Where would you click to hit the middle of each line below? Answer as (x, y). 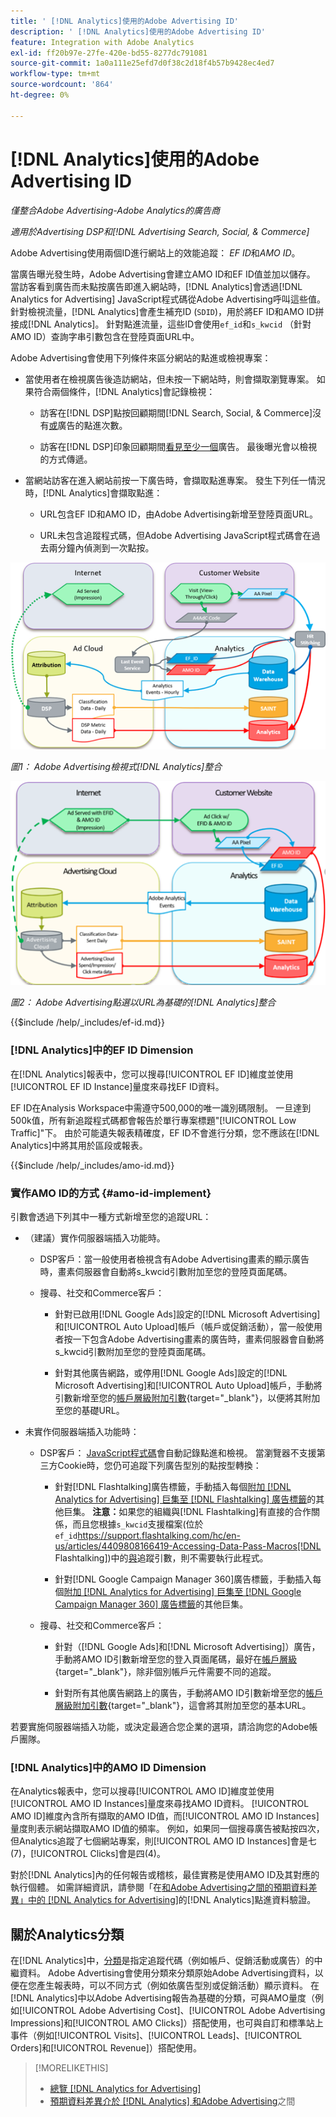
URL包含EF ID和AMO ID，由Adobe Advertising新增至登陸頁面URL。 (179, 514)
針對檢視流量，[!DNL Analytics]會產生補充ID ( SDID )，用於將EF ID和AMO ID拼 (167, 311)
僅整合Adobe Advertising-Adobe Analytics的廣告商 (115, 210)
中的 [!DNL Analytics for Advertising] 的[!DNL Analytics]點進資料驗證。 (172, 1900)
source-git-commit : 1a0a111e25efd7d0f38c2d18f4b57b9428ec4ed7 (142, 63)
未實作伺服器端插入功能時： (82, 1432)
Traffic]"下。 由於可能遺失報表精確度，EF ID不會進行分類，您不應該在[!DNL (165, 1132)
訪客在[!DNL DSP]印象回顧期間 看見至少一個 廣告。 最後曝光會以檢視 (178, 446)
